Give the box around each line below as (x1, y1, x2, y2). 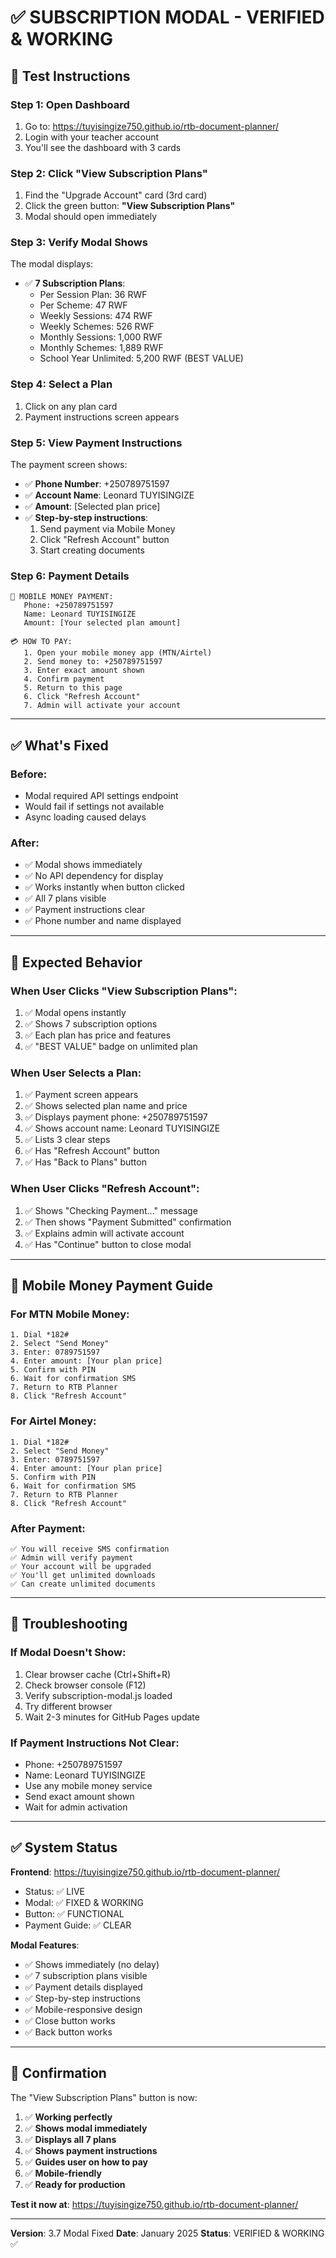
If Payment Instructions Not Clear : (10, 1736, 180, 1750)
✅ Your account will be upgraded (10, 1561, 152, 1571)
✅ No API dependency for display (24, 870, 164, 882)
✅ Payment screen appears (24, 1089, 139, 1101)
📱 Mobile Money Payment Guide (10, 1277, 214, 1295)
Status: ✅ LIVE (24, 1885, 86, 1897)
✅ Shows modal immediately (24, 2122, 148, 2134)
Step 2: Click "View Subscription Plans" (10, 166, 208, 180)
